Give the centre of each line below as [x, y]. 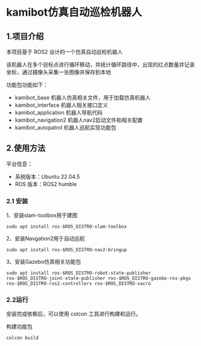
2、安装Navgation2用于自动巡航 [45, 239]
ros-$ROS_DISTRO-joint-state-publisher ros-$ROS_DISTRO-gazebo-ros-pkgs [99, 279]
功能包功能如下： [27, 85]
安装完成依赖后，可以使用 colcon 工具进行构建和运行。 [74, 314]
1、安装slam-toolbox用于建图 [42, 215]
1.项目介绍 [25, 36]
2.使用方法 [26, 148]
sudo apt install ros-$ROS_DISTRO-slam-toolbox [67, 227]
